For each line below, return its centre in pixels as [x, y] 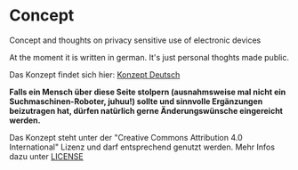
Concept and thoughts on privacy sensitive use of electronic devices [135, 40]
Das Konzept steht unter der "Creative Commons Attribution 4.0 [126, 137]
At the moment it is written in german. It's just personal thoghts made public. [149, 57]
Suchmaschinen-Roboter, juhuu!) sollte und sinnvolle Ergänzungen [136, 101]
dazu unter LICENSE [47, 156]
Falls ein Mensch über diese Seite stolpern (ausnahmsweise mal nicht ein [148, 92]
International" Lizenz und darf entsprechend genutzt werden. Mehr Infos [142, 147]
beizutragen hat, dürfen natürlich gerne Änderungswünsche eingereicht [146, 110]
